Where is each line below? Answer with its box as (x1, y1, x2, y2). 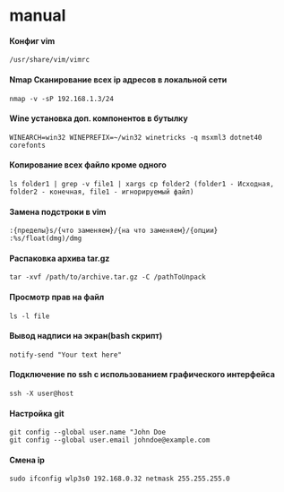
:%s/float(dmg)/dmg (9, 234, 82, 243)
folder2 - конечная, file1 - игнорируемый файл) (9, 187, 194, 196)
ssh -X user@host (9, 389, 74, 399)
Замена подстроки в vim (9, 206, 107, 217)
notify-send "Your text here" (9, 350, 123, 359)
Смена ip (9, 454, 45, 465)
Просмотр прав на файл (9, 292, 105, 302)
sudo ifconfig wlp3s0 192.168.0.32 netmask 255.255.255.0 (9, 474, 230, 484)
